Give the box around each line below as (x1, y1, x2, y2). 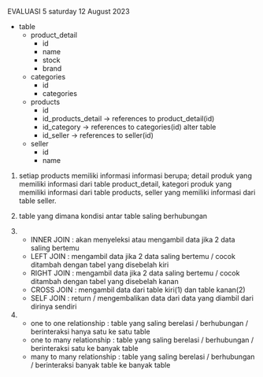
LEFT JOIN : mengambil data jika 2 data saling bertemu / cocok (30, 252, 235, 261)
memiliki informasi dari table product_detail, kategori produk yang (18, 179, 232, 188)
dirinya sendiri (30, 302, 77, 311)
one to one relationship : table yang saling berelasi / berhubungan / (30, 319, 249, 327)
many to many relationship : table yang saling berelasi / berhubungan (30, 352, 255, 361)
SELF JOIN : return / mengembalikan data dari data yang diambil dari (30, 294, 254, 302)
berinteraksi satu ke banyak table (30, 344, 139, 353)
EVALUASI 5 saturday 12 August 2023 (7, 7, 131, 16)
